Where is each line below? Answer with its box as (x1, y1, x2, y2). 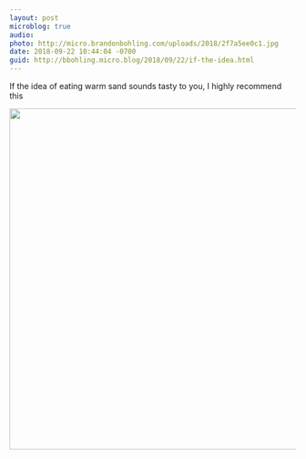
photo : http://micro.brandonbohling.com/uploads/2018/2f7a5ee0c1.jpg (9, 38, 280, 48)
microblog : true (9, 22, 71, 31)
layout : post (9, 13, 59, 23)
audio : (9, 30, 35, 39)
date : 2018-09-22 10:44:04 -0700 (9, 47, 137, 56)
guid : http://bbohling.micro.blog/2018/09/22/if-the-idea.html (9, 56, 255, 65)
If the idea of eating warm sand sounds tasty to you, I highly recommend (9, 81, 282, 91)
